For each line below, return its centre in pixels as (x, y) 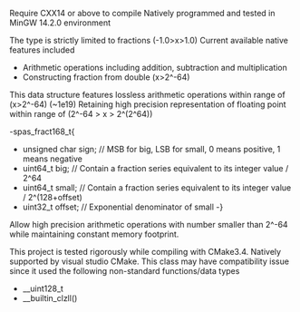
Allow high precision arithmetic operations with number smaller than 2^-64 (149, 224)
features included (42, 50)
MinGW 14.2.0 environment (60, 23)
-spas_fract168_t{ (42, 132)
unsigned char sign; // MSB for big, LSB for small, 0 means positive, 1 (151, 149)
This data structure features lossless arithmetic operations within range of (147, 95)
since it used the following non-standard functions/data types (125, 271)
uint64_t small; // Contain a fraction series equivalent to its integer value (157, 188)
